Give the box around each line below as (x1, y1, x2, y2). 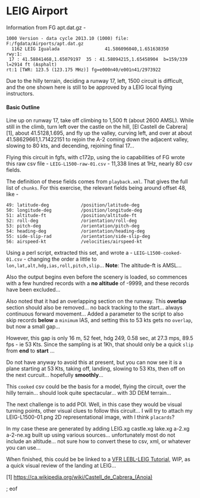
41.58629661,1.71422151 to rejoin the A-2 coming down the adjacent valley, (6, 136, 189, 143)
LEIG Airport (6, 4, 68, 18)
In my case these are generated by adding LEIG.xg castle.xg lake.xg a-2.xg (6, 425, 190, 432)
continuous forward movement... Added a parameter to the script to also (6, 310, 184, 317)
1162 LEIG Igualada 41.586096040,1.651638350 (11, 46, 169, 52)
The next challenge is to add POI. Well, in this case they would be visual (6, 401, 182, 408)
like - (6, 191, 19, 198)
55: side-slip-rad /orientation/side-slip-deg (6, 234, 151, 240)
